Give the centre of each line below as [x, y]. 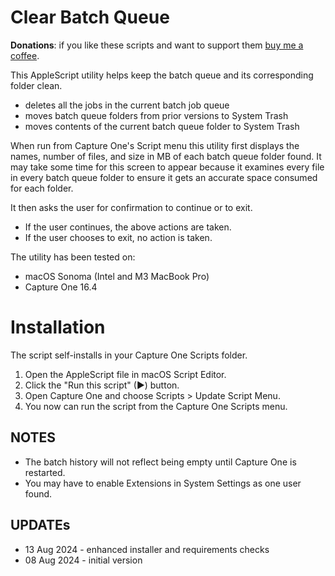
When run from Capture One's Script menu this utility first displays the [155, 145]
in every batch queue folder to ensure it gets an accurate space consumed [164, 177]
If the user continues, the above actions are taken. [128, 227]
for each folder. [42, 188]
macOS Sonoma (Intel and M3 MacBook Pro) [117, 276]
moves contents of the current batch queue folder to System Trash [162, 126]
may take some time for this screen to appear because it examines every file [167, 167]
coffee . [25, 55]
